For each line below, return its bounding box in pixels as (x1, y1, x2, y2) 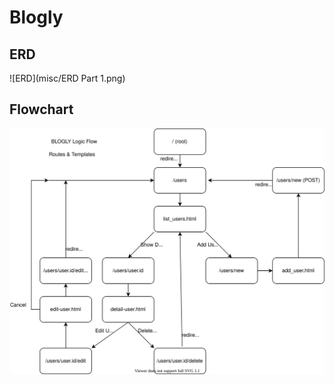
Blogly (9, 6, 64, 29)
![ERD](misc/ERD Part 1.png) (9, 72, 126, 84)
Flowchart (9, 101, 74, 118)
